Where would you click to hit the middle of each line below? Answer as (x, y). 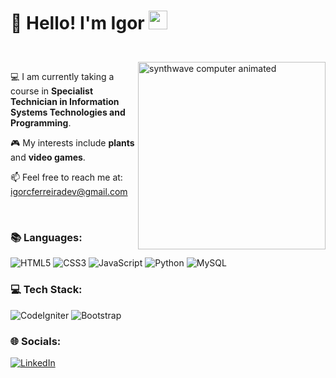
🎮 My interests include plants (72, 143)
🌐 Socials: (36, 341)
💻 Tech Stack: (46, 290)
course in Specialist (52, 91)
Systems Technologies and (68, 112)
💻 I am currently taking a (62, 77)
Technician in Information (65, 102)
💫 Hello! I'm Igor (77, 23)
